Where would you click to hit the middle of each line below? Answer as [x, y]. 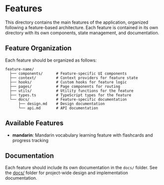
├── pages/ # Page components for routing [65, 86]
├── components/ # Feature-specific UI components [68, 74]
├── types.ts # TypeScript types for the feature [71, 95]
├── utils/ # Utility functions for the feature [72, 91]
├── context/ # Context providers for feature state [74, 78]
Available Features [34, 123]
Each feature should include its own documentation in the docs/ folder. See [81, 168]
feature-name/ [20, 69]
